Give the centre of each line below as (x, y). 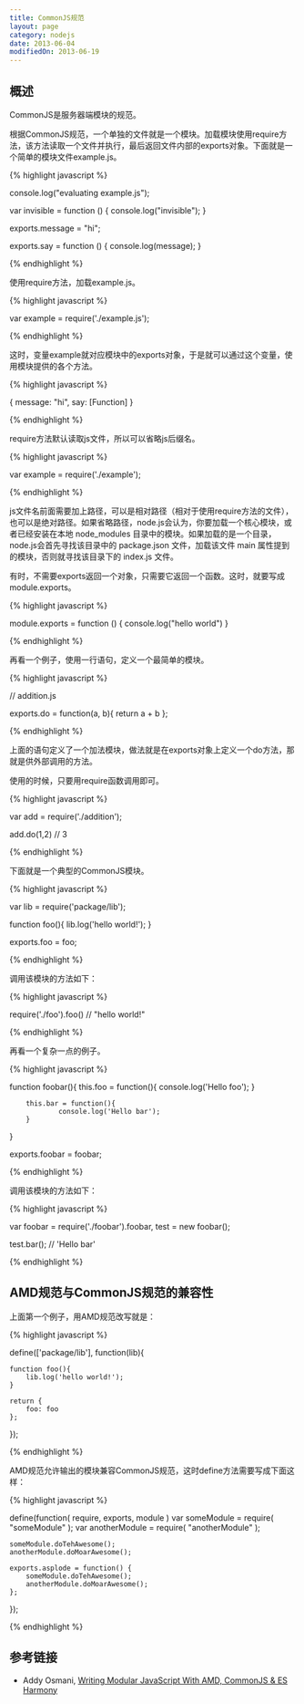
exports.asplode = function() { (71, 1568)
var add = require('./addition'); (66, 816)
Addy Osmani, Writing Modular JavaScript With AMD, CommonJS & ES (155, 1680)
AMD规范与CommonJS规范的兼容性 (111, 1293)
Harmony (40, 1689)
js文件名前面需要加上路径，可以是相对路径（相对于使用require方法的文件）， (152, 511)
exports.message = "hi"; (55, 228)
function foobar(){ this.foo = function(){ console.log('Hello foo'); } (132, 1086)
